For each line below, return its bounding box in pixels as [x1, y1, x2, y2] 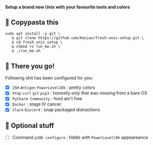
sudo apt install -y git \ [5, 31, 61, 36]
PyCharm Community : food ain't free [12, 96, 83, 102]
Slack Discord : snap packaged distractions [12, 107, 100, 113]
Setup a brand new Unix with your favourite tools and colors [5, 4, 130, 10]
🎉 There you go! [5, 62, 55, 70]
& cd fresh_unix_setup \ [11, 40, 63, 45]
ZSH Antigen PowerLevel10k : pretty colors [12, 84, 95, 91]
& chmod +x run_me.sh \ [11, 44, 61, 49]
